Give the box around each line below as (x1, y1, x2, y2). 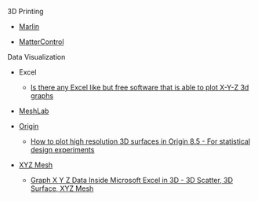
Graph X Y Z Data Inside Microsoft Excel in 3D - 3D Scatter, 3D (30, 176, 233, 185)
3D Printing (7, 7, 44, 16)
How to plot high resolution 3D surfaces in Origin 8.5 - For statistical (30, 137, 251, 146)
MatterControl (18, 37, 64, 46)
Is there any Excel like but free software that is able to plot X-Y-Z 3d (30, 82, 249, 92)
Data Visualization (7, 53, 66, 61)
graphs (30, 91, 54, 100)
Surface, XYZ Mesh (30, 184, 94, 193)
